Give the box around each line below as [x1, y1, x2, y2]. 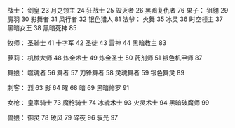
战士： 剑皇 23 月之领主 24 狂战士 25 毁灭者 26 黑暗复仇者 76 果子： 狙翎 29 [7, 6, 229, 14]
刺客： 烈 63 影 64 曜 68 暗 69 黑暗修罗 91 [7, 84, 130, 91]
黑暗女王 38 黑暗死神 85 [7, 24, 77, 32]
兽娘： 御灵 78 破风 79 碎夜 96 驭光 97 [7, 113, 119, 122]
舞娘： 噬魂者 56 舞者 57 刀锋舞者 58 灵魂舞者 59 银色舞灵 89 [7, 69, 184, 77]
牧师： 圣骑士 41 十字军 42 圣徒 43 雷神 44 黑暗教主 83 [7, 39, 167, 47]
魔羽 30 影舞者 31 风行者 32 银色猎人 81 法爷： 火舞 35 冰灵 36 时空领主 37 [7, 15, 223, 23]
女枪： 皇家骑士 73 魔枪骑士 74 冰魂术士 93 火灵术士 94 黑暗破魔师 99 [7, 98, 210, 107]
